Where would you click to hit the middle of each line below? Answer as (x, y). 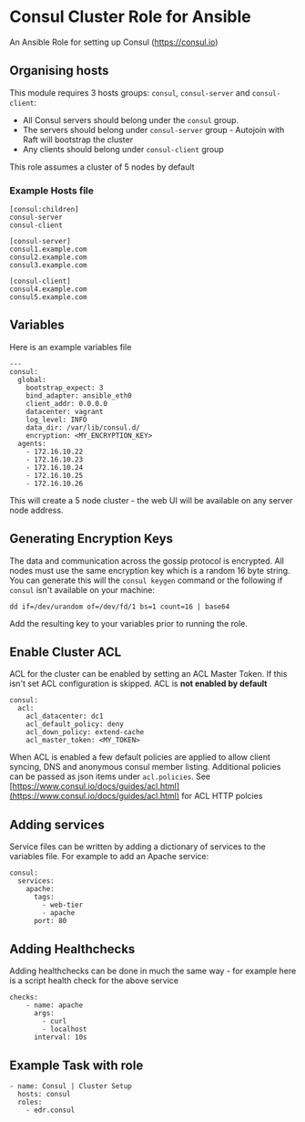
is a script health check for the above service (94, 981)
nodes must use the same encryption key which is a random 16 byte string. (150, 570)
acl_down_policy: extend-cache (85, 732)
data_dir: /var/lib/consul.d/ (83, 427)
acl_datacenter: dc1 (65, 717)
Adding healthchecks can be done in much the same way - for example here (153, 971)
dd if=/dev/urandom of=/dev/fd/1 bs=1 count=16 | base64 (120, 607)
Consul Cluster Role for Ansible (131, 17)
